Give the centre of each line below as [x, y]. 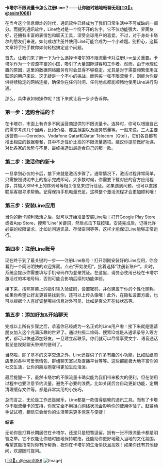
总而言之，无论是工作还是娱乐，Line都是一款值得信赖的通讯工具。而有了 [77, 400]
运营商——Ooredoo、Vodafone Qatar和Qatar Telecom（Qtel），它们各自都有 [81, 136]
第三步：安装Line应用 [30, 205]
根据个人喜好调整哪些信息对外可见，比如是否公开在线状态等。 [75, 301]
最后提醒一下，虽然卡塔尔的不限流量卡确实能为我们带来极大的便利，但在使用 [81, 377]
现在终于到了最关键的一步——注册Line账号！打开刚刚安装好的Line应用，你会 [81, 260]
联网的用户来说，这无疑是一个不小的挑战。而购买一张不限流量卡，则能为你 [79, 76]
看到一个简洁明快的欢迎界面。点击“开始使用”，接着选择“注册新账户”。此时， [81, 266]
